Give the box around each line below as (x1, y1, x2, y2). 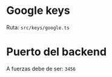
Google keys (6, 4, 71, 18)
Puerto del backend (6, 45, 107, 59)
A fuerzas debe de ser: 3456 (6, 65, 76, 72)
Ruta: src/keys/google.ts (6, 24, 70, 31)
